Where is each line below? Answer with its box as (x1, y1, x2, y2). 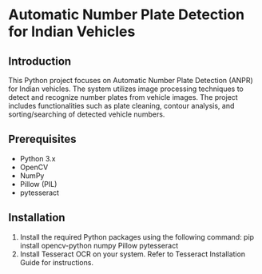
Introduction (8, 54, 72, 68)
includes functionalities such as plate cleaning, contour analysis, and (8, 101, 235, 110)
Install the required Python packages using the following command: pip (19, 232, 254, 241)
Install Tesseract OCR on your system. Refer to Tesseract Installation (19, 249, 246, 259)
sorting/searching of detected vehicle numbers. (8, 109, 165, 119)
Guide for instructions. (19, 257, 94, 267)
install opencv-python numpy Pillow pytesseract (19, 240, 178, 250)
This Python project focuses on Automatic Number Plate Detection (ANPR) (8, 76, 253, 85)
